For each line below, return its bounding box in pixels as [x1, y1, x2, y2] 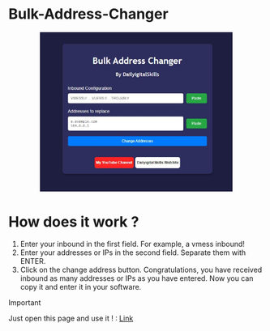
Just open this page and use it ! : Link [8, 313, 134, 324]
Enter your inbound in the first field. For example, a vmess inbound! [19, 240, 246, 249]
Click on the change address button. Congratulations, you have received [19, 265, 263, 275]
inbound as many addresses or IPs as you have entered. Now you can [19, 274, 254, 283]
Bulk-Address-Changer [8, 5, 169, 23]
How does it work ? [8, 212, 139, 231]
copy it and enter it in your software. [19, 282, 142, 292]
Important [8, 298, 41, 308]
